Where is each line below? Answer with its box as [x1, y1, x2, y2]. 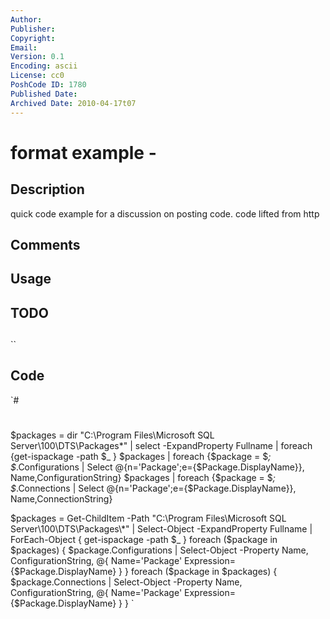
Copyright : [10, 33, 56, 43]
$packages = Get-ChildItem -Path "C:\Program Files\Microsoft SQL [10, 512, 287, 525]
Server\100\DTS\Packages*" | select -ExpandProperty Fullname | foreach [10, 440, 313, 452]
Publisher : [10, 24, 56, 34]
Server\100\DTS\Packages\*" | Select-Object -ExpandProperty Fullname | [10, 523, 313, 535]
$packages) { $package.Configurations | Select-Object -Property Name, [10, 544, 309, 556]
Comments [10, 236, 81, 253]
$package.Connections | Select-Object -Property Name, [10, 576, 243, 588]
